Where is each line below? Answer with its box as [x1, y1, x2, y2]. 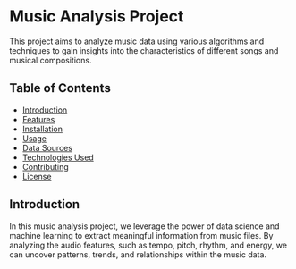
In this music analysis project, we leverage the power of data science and [9, 221, 280, 231]
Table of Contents [9, 80, 112, 96]
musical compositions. [9, 55, 92, 65]
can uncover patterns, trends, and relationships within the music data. [9, 248, 266, 260]
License [21, 171, 52, 181]
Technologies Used [21, 152, 94, 163]
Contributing [21, 161, 69, 172]
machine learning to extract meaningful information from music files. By [9, 230, 274, 240]
